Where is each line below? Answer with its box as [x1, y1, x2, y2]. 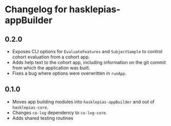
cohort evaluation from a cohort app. [12, 54, 90, 60]
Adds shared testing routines [12, 115, 74, 121]
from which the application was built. [12, 65, 91, 71]
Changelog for [5, 4, 68, 15]
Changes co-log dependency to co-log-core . [12, 109, 108, 116]
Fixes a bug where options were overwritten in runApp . [12, 70, 126, 76]
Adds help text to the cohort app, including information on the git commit [12, 59, 166, 65]
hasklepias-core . [12, 104, 49, 110]
